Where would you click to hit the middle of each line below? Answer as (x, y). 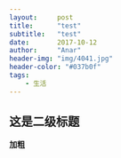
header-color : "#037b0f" (55, 67)
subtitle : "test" (45, 34)
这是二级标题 (44, 122)
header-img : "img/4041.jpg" (61, 59)
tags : (19, 75)
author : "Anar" (45, 51)
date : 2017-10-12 (53, 42)
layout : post (41, 17)
